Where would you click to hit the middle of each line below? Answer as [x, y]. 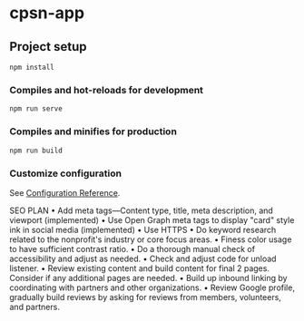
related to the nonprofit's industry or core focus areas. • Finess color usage [151, 239]
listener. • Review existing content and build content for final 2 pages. [140, 268]
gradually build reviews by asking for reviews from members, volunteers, [145, 297]
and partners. [35, 306]
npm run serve [36, 109]
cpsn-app [47, 13]
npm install [32, 67]
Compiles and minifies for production [93, 131]
